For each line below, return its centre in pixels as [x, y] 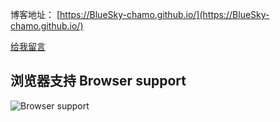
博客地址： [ [35, 14]
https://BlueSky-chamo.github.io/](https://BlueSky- [164, 14]
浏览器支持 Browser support [98, 81]
